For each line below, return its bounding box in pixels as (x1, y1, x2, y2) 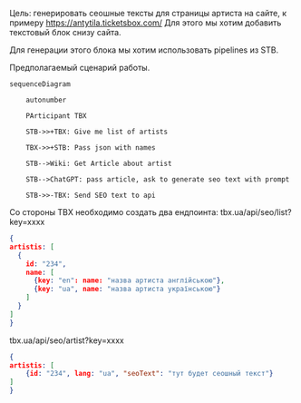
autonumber (25, 95, 67, 104)
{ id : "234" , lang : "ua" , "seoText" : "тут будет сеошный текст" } (25, 369, 274, 378)
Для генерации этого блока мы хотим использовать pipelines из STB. (9, 44, 279, 55)
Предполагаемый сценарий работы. (9, 63, 150, 73)
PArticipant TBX (25, 112, 88, 121)
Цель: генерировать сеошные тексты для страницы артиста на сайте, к (9, 8, 287, 18)
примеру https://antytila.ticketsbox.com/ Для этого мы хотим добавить (9, 17, 282, 28)
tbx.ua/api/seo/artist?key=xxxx (9, 335, 124, 346)
